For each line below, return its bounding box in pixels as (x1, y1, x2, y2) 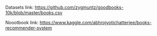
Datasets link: (5, 5, 34, 10)
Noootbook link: (5, 20, 39, 25)
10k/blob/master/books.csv (5, 10, 63, 16)
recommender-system (5, 25, 52, 31)
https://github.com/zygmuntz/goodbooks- (35, 5, 124, 10)
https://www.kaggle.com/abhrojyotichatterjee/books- (40, 20, 152, 25)
